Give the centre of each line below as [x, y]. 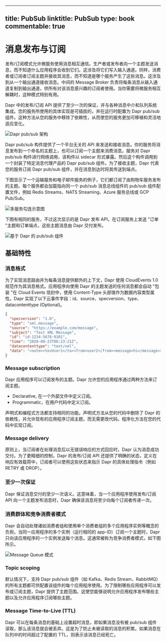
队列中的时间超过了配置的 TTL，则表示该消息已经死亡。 [62, 635]
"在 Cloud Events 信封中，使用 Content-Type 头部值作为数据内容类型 [81, 292]
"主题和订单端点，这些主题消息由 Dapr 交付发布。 [56, 226]
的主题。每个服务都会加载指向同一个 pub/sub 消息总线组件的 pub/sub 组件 [81, 186]
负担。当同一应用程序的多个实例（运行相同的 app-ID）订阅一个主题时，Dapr [83, 532]
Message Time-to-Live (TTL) [41, 611]
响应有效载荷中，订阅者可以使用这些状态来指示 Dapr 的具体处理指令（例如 [81, 462]
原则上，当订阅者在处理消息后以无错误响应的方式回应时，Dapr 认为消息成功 [82, 449]
